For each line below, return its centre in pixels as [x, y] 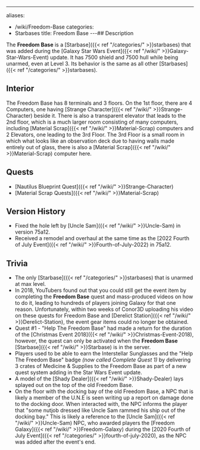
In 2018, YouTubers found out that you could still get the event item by [100, 290]
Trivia [17, 263]
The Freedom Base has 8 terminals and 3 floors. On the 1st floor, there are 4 [99, 103]
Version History [36, 212]
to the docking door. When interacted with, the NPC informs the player [101, 404]
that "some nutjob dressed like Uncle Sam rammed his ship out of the [100, 410]
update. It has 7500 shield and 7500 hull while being [114, 57]
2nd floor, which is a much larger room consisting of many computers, [92, 122]
